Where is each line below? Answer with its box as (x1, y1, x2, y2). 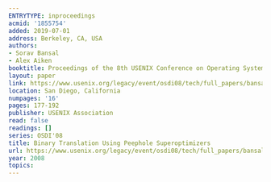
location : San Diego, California (8, 86, 121, 95)
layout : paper (8, 72, 56, 80)
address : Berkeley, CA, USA (8, 34, 103, 43)
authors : (8, 42, 38, 50)
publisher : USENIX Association (8, 110, 114, 118)
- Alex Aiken (8, 57, 52, 65)
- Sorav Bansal (8, 49, 60, 57)
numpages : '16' (8, 94, 60, 102)
